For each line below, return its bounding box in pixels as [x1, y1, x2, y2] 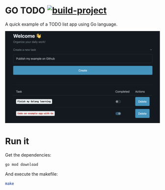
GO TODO [5, 5, 46, 16]
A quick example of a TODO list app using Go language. [5, 21, 118, 27]
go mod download [5, 162, 38, 167]
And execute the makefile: [5, 171, 58, 177]
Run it [5, 136, 29, 147]
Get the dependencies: [5, 152, 52, 158]
